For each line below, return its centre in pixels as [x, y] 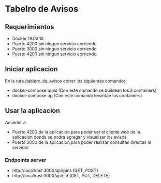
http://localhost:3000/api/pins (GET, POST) [55, 170]
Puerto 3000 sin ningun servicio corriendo [54, 49]
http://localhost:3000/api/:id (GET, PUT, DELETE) [61, 175]
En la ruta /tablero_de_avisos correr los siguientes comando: [65, 81]
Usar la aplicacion [33, 111]
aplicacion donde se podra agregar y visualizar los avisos [69, 137]
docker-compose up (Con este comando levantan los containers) [77, 95]
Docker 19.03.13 [28, 38]
